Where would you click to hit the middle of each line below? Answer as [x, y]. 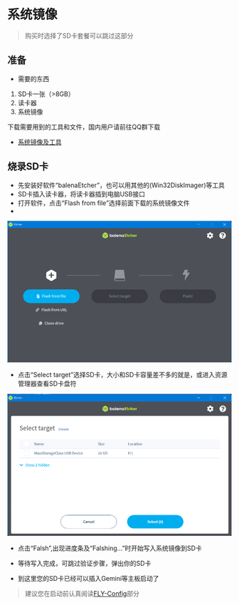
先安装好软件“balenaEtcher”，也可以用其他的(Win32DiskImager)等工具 [121, 185]
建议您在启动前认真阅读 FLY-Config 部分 [82, 593]
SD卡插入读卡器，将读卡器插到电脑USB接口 [81, 194]
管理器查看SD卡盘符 [47, 383]
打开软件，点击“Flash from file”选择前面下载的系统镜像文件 [103, 203]
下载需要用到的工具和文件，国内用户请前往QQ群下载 [84, 127]
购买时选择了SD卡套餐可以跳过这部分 [79, 36]
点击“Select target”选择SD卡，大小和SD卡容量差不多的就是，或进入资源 [122, 374]
